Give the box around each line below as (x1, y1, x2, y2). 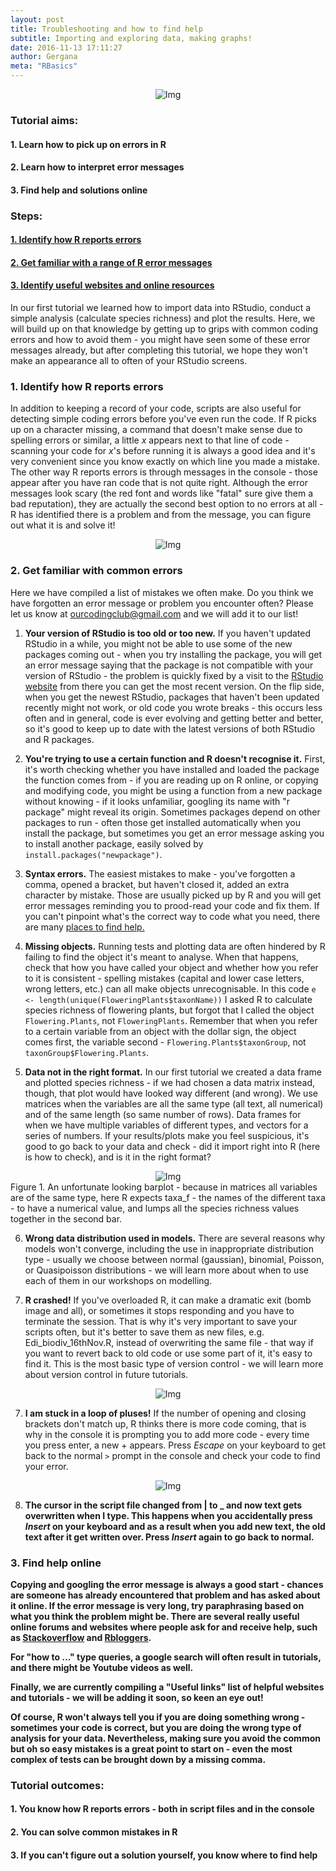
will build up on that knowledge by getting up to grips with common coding (10, 323, 319, 335)
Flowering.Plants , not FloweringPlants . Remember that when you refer (24, 1014, 318, 1026)
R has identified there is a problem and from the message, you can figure (10, 509, 312, 521)
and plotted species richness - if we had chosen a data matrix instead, (24, 1076, 316, 1088)
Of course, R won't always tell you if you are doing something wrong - (10, 1711, 306, 1723)
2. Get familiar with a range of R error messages (10, 256, 213, 268)
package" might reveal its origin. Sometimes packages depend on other (24, 806, 321, 818)
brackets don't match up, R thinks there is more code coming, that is (24, 1417, 307, 1430)
